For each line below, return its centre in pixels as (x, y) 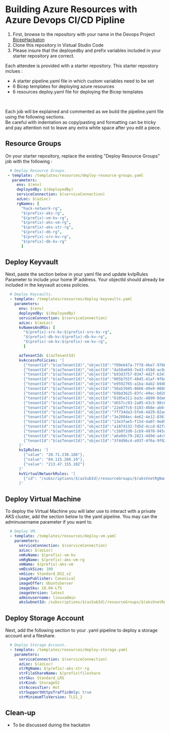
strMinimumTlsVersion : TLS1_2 (50, 697)
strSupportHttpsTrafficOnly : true (55, 692)
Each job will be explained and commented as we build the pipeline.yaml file (84, 111)
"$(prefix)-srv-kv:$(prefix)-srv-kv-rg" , (68, 332)
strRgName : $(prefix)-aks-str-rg (54, 669)
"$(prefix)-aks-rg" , (43, 213)
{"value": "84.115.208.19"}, (54, 460)
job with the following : (29, 161)
